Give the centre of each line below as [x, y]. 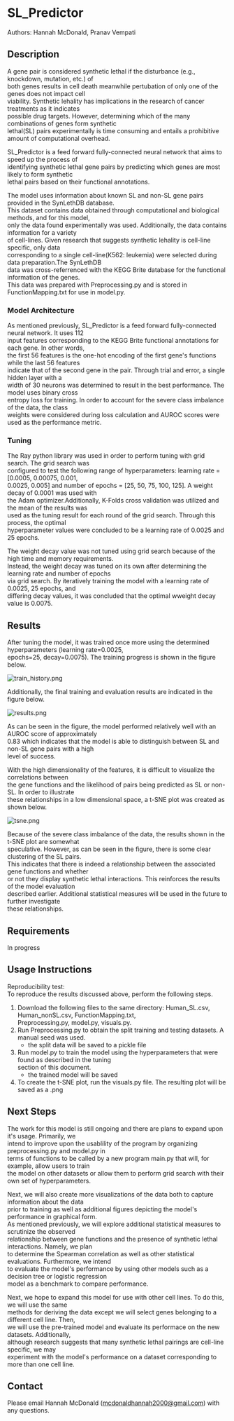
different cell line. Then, [41, 1319]
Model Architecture [41, 310]
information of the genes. [44, 277]
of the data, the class [38, 407]
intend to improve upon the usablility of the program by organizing [102, 1143]
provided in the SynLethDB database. [61, 203]
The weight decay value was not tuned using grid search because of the [111, 551]
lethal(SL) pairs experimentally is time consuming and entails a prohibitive [113, 130]
